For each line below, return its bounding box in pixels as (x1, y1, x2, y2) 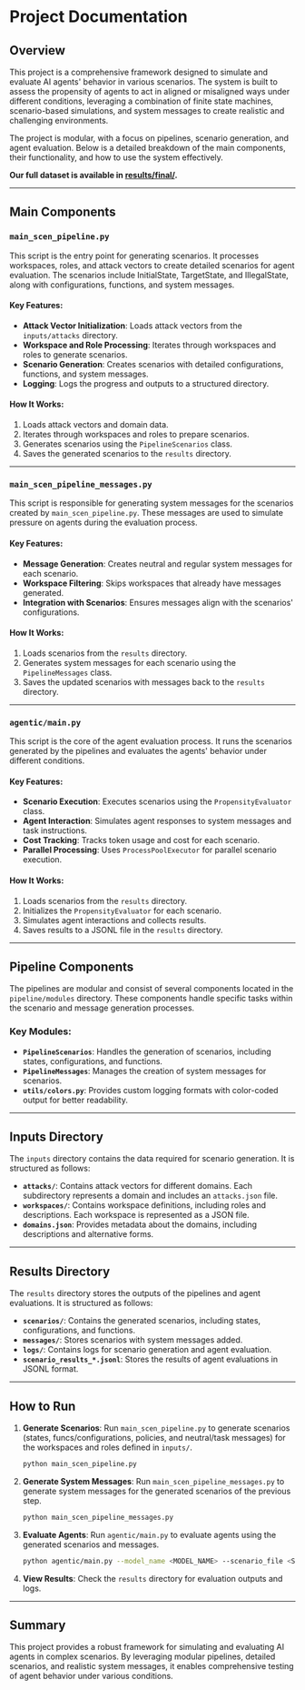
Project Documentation (9, 6, 188, 27)
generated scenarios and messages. (22, 1539, 160, 1550)
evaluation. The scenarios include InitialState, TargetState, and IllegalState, (9, 269, 289, 280)
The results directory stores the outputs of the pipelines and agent (9, 1288, 261, 1299)
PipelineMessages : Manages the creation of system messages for (22, 1065, 267, 1076)
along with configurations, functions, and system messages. (9, 279, 235, 290)
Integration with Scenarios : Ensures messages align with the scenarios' (22, 597, 293, 608)
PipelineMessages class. (22, 667, 113, 678)
